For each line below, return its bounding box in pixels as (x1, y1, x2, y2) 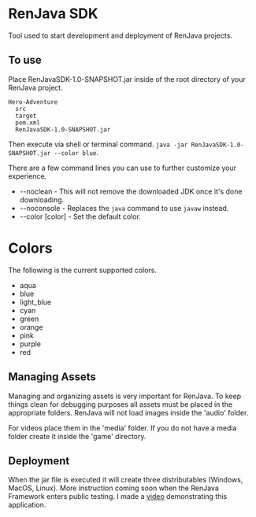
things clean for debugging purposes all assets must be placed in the (8, 399, 233, 409)
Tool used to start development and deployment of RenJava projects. (8, 31, 232, 40)
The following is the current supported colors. (8, 265, 158, 275)
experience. (8, 171, 47, 181)
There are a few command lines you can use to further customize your (8, 163, 237, 172)
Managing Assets (8, 371, 97, 384)
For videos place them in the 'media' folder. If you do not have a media (8, 423, 237, 433)
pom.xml (15, 119, 41, 127)
